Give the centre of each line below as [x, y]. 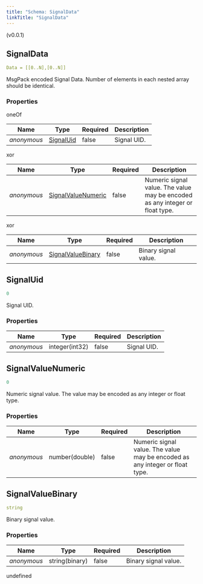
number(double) [72, 457]
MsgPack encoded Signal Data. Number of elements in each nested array [98, 79]
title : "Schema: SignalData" [43, 12]
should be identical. [31, 86]
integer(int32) [69, 347]
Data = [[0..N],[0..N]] [36, 68]
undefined [19, 576]
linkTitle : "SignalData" [37, 18]
